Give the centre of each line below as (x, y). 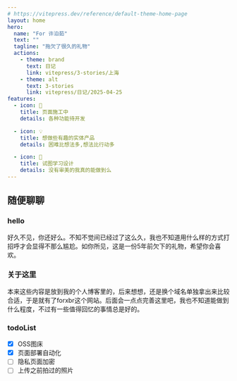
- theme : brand (42, 60)
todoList (22, 327)
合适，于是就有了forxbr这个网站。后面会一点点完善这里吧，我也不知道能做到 (118, 300)
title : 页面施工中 (44, 112)
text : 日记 (41, 66)
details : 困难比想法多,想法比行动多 (67, 144)
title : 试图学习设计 (47, 164)
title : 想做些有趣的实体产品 (57, 138)
